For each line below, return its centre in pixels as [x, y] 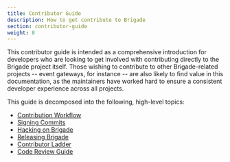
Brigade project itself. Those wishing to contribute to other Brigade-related [113, 67]
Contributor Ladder [44, 144]
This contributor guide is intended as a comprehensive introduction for [107, 52]
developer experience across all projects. [66, 89]
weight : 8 [21, 33]
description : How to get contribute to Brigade [77, 20]
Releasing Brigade [43, 137]
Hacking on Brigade [45, 130]
